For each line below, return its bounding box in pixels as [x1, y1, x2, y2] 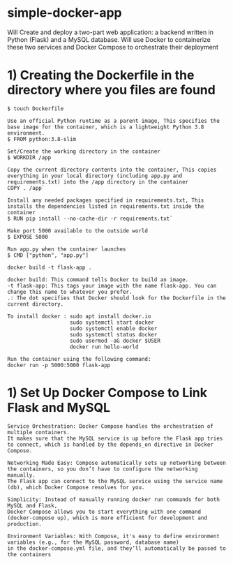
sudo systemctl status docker [69, 331, 158, 338]
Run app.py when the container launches [7, 246, 127, 253]
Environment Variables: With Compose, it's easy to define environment [7, 533, 220, 540]
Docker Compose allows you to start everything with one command [7, 508, 201, 515]
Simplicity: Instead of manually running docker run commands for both [7, 496, 220, 503]
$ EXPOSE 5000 [7, 233, 49, 240]
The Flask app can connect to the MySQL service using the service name [7, 477, 223, 484]
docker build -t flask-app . [7, 264, 92, 271]
